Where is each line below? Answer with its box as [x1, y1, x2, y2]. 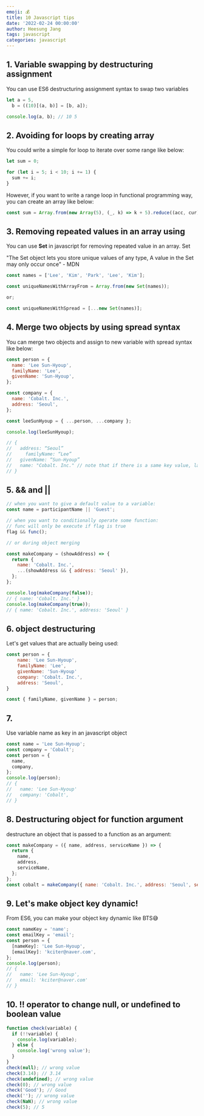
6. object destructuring [6, 624, 96, 634]
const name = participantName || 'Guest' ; [6, 506, 115, 513]
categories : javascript [6, 37, 67, 43]
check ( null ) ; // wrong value [6, 1064, 80, 1070]
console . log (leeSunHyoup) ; [6, 429, 75, 435]
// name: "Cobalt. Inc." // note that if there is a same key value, [6, 462, 191, 468]
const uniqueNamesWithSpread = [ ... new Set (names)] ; [6, 305, 143, 311]
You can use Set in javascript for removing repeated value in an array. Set [6, 242, 191, 250]
